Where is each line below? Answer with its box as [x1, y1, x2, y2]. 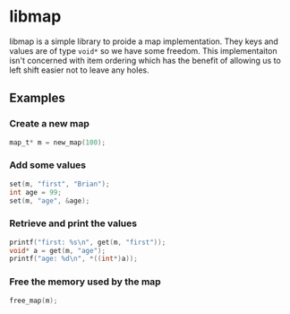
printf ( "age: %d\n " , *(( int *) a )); [9, 254, 139, 264]
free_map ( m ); [9, 296, 58, 305]
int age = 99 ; [9, 188, 63, 196]
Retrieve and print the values [9, 217, 137, 230]
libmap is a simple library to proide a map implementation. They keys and [9, 36, 279, 47]
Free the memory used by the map [9, 275, 161, 288]
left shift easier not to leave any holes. [9, 65, 149, 75]
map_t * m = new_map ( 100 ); [9, 137, 106, 147]
